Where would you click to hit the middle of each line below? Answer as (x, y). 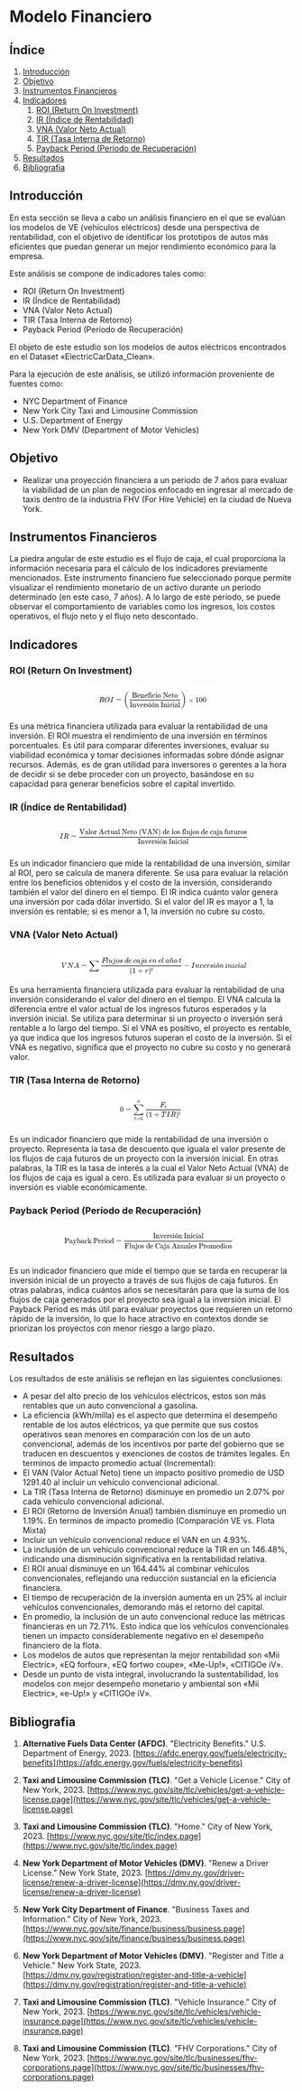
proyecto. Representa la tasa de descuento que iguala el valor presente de (147, 1149)
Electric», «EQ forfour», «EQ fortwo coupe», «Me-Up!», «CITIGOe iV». (153, 1665)
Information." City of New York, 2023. (92, 1919)
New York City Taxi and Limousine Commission (110, 410)
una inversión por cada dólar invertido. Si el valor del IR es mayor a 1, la (142, 902)
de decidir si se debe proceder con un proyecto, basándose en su (132, 775)
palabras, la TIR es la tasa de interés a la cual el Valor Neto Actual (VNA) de (149, 1168)
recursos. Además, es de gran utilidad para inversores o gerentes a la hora (148, 765)
